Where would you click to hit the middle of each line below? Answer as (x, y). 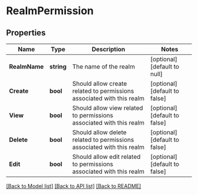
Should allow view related (108, 108)
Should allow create (100, 84)
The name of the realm (104, 66)
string (58, 66)
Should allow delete (99, 132)
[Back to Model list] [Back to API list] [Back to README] (74, 186)
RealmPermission (50, 11)
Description (108, 49)
